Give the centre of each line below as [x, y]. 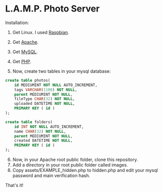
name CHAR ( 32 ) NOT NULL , [40, 131]
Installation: [17, 23]
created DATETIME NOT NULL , [43, 141]
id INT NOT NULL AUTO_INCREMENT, [49, 127]
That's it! [14, 185]
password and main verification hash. [51, 175]
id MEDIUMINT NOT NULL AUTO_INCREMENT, [56, 85]
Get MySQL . [25, 52]
